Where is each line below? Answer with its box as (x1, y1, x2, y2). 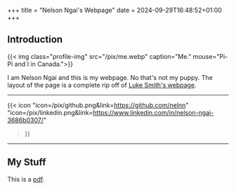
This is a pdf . (7, 175, 45, 183)
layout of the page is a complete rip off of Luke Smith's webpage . (7, 81, 197, 89)
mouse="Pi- (192, 52, 228, 60)
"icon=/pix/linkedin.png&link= (7, 108, 93, 116)
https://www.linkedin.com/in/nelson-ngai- (92, 108, 214, 116)
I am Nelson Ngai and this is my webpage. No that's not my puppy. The (7, 73, 213, 81)
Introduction (7, 34, 63, 46)
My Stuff (7, 156, 46, 168)
